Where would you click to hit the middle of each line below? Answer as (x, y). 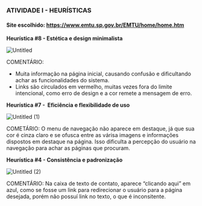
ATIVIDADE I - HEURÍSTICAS (49, 10)
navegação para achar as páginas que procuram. (68, 148)
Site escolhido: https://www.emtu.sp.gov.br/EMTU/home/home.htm (95, 25)
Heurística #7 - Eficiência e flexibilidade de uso (68, 105)
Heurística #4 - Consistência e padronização (65, 160)
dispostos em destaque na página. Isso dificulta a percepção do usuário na (101, 142)
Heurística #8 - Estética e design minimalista (65, 38)
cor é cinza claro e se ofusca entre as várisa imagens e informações (92, 135)
